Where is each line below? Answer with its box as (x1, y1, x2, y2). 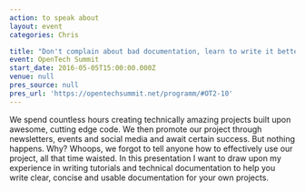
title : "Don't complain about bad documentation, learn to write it (9, 46, 274, 56)
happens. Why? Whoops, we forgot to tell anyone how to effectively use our (9, 143, 293, 154)
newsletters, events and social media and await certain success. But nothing (9, 133, 296, 144)
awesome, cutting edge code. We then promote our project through (9, 124, 262, 135)
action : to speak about (9, 13, 100, 23)
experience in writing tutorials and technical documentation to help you (9, 162, 276, 173)
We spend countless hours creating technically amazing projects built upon (9, 114, 291, 125)
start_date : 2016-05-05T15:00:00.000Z (9, 64, 156, 73)
